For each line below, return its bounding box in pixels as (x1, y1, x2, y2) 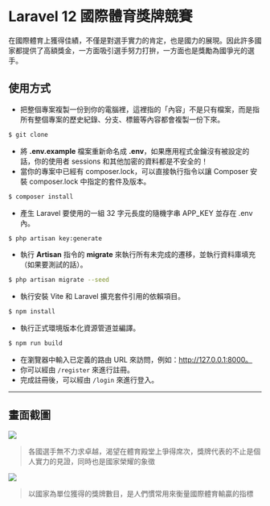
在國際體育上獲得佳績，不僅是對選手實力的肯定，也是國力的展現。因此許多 (8, 35, 255, 45)
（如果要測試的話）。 (19, 259, 88, 270)
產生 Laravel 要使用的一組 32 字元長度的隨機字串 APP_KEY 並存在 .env (19, 208, 253, 218)
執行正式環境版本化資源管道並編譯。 (19, 323, 141, 333)
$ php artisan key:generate (8, 234, 103, 243)
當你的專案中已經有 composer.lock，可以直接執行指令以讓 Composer (19, 166, 249, 176)
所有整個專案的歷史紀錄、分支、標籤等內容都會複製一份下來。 (19, 114, 225, 124)
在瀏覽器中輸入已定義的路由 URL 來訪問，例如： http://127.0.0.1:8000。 (19, 355, 253, 364)
